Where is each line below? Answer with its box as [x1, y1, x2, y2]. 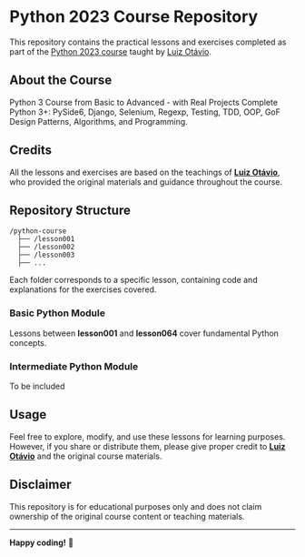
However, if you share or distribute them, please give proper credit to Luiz [9, 441, 286, 451]
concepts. [9, 337, 47, 348]
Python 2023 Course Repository [9, 6, 259, 27]
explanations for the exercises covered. [9, 284, 157, 295]
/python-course [9, 227, 67, 236]
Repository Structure [9, 202, 132, 218]
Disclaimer [9, 477, 72, 492]
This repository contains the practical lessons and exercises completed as [9, 36, 287, 47]
